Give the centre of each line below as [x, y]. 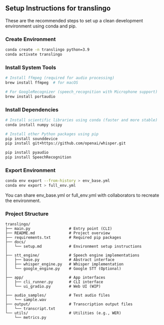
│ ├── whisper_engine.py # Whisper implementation [64, 264]
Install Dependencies [32, 110]
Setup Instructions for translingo [58, 8]
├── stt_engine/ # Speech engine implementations [72, 255]
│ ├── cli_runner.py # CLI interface [54, 282]
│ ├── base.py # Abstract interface [60, 260]
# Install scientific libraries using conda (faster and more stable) [81, 120]
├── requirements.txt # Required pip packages [63, 238]
